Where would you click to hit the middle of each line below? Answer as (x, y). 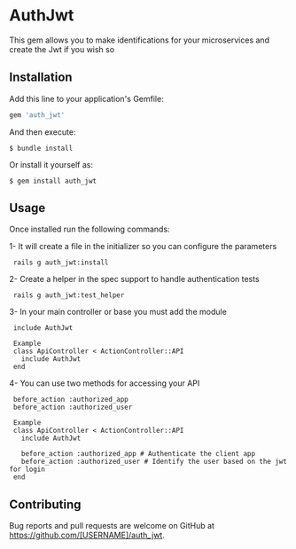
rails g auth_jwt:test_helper (69, 295)
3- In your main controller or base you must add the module (118, 312)
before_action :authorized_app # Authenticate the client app (138, 454)
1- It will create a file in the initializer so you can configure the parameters (143, 247)
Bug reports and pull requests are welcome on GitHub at (112, 526)
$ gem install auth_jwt (53, 181)
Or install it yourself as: (51, 164)
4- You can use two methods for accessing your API (105, 383)
